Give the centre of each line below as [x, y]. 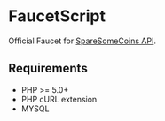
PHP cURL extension [59, 99]
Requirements [48, 68]
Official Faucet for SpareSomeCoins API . [82, 41]
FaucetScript [57, 16]
